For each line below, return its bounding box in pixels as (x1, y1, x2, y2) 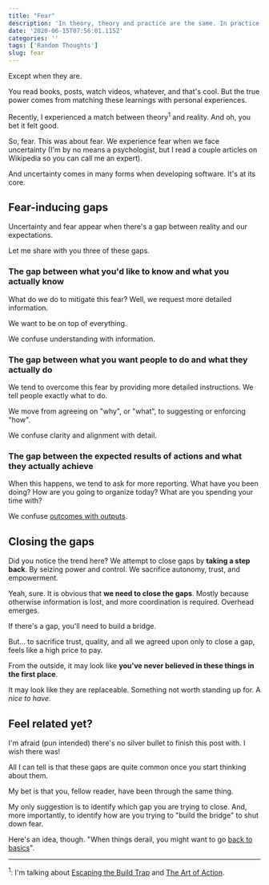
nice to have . (8, 694, 51, 704)
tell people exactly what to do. (8, 391, 108, 401)
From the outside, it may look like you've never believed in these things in (8, 661, 255, 671)
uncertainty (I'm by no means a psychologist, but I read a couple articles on (8, 145, 258, 154)
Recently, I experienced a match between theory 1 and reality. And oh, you (8, 111, 251, 121)
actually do (8, 364, 53, 375)
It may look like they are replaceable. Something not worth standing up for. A (8, 685, 261, 695)
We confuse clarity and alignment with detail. (8, 430, 158, 440)
